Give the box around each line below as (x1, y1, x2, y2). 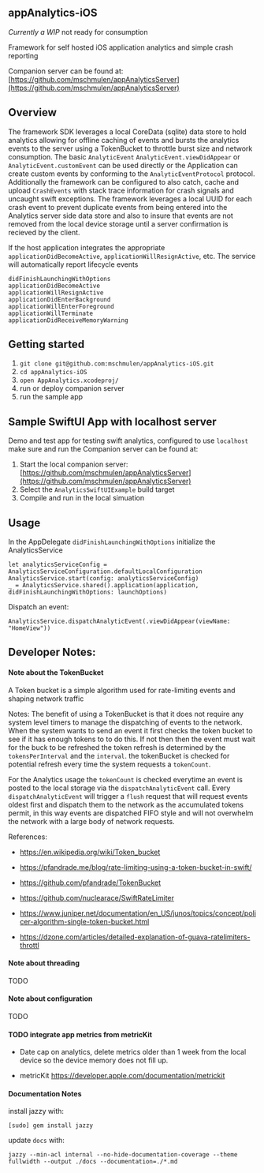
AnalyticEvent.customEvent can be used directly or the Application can (8, 160, 239, 170)
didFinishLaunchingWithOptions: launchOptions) (8, 588, 168, 597)
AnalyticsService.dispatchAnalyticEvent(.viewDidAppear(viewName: (8, 617, 231, 626)
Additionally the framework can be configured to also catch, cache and (8, 177, 239, 186)
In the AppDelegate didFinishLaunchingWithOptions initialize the (8, 537, 216, 547)
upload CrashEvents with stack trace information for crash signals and (8, 186, 234, 195)
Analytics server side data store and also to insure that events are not (8, 211, 234, 220)
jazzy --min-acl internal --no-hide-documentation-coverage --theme (8, 1151, 238, 1159)
